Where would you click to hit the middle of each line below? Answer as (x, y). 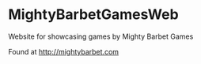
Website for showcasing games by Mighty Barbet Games (101, 36)
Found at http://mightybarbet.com (64, 51)
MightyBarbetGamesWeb (94, 15)
